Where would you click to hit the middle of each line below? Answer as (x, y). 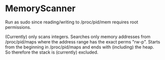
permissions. (18, 27)
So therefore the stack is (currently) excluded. (52, 52)
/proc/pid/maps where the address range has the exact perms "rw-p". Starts (83, 41)
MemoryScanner (40, 9)
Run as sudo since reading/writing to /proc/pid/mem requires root (72, 22)
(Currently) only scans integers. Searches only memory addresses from (78, 37)
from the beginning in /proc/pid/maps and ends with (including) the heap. (80, 47)
